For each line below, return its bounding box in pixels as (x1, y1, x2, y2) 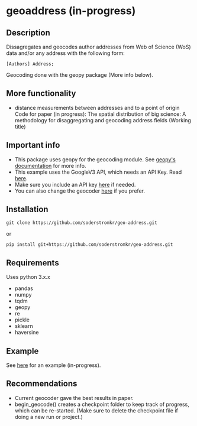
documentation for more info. (14, 162, 86, 169)
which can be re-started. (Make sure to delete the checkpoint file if (14, 407, 179, 414)
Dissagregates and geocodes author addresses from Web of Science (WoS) (6, 43, 191, 50)
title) (14, 123, 26, 130)
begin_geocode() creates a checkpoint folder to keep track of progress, (14, 401, 189, 408)
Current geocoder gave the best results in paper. (14, 394, 134, 401)
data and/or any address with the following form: (6, 50, 125, 57)
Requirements (6, 258, 59, 268)
